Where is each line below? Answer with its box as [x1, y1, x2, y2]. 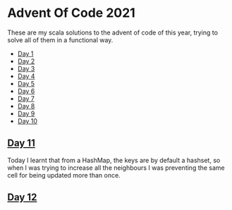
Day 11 [7, 137, 35, 149]
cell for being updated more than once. [7, 171, 121, 179]
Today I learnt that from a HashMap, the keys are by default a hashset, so [7, 156, 221, 164]
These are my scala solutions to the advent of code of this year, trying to [7, 28, 219, 37]
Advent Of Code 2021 [7, 5, 135, 21]
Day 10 [17, 116, 37, 125]
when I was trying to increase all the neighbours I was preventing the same [7, 163, 226, 172]
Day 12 [7, 192, 37, 204]
